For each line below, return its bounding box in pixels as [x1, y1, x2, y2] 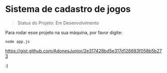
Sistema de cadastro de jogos [5, 3, 131, 15]
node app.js [5, 39, 30, 44]
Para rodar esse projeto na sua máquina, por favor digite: [5, 29, 122, 35]
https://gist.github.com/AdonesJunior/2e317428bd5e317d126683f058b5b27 [5, 48, 162, 54]
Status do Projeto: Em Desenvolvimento [17, 20, 99, 26]
